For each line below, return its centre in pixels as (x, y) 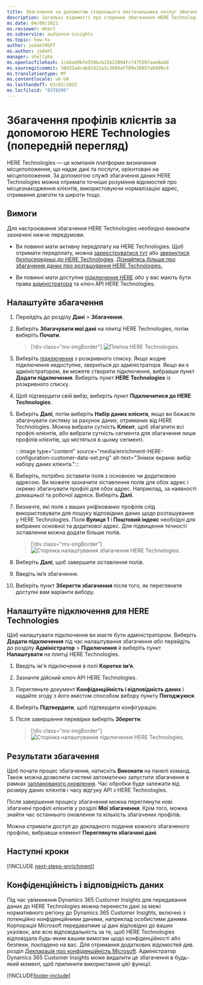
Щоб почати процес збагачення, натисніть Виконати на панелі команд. (99, 771)
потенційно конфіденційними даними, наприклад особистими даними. (98, 919)
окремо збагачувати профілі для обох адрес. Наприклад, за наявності (106, 489)
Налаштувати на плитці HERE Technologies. (63, 654)
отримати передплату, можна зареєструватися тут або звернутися (102, 253)
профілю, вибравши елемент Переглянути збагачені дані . (83, 833)
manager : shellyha (30, 57)
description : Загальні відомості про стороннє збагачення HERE (88, 18)
